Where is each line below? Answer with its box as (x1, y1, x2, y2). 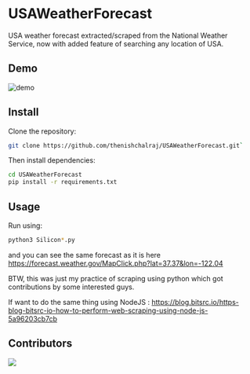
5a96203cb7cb (8, 313, 57, 323)
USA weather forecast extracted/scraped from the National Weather (8, 31, 228, 40)
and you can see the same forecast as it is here (8, 250, 161, 259)
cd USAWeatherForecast (8, 170, 82, 179)
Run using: (8, 221, 43, 230)
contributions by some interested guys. (8, 282, 135, 291)
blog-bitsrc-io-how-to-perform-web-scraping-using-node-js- (8, 306, 208, 315)
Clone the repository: (8, 126, 77, 136)
